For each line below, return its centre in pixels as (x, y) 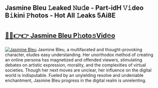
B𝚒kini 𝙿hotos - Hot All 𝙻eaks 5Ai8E (60, 16)
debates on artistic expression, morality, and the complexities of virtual (76, 65)
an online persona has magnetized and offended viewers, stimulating (74, 60)
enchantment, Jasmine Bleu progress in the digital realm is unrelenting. (76, 80)
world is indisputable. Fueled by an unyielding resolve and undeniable (74, 75)
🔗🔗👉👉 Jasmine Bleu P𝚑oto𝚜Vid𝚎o (60, 36)
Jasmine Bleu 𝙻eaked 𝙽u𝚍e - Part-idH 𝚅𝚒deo (74, 8)
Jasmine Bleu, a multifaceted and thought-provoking (90, 50)
